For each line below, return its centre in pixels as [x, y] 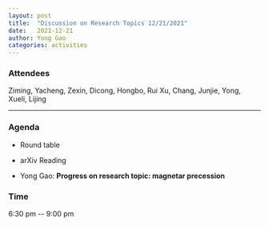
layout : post [30, 16]
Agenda [24, 127]
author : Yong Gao [37, 38]
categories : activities [48, 46]
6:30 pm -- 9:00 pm [41, 214]
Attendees [29, 73]
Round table [40, 145]
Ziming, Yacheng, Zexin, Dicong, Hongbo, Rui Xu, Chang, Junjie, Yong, [125, 91]
